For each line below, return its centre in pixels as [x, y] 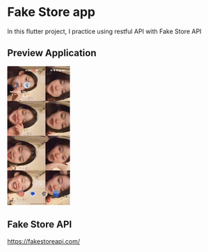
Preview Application [52, 53]
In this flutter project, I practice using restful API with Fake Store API [104, 31]
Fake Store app [51, 12]
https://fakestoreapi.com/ [44, 241]
